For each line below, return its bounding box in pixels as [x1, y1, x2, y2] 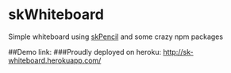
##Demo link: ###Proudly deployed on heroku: [8, 47, 161, 56]
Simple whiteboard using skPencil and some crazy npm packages [8, 32, 224, 41]
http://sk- [162, 47, 194, 56]
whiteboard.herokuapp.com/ [8, 56, 102, 65]
